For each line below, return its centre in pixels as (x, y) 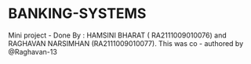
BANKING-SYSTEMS (77, 14)
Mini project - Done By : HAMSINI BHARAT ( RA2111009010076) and (117, 35)
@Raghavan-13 (33, 52)
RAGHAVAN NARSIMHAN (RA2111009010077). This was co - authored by (126, 43)
